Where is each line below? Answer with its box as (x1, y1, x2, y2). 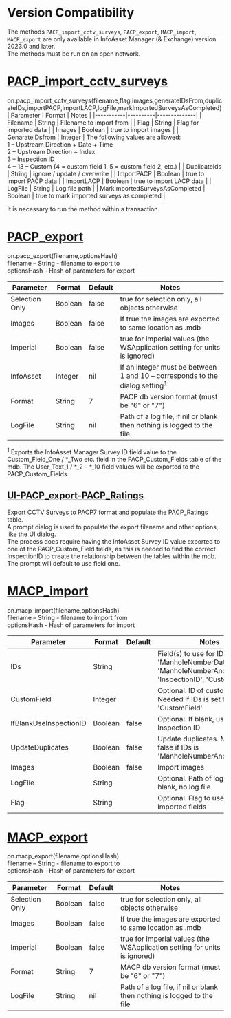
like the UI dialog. (7, 530, 56, 538)
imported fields (157, 802, 207, 812)
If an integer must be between (120, 362, 217, 372)
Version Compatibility (7, 5, 135, 21)
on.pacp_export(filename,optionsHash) (7, 251, 118, 259)
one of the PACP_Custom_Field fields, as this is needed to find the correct (7, 544, 217, 553)
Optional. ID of (157, 686, 204, 695)
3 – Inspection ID (7, 155, 55, 163)
